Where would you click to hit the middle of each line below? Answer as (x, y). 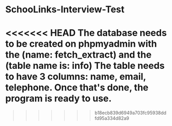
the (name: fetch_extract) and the (79, 55)
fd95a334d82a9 (112, 118)
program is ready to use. (59, 98)
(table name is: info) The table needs (85, 66)
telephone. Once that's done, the (77, 88)
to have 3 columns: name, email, (76, 77)
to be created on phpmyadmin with (81, 44)
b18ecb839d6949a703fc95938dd (131, 113)
